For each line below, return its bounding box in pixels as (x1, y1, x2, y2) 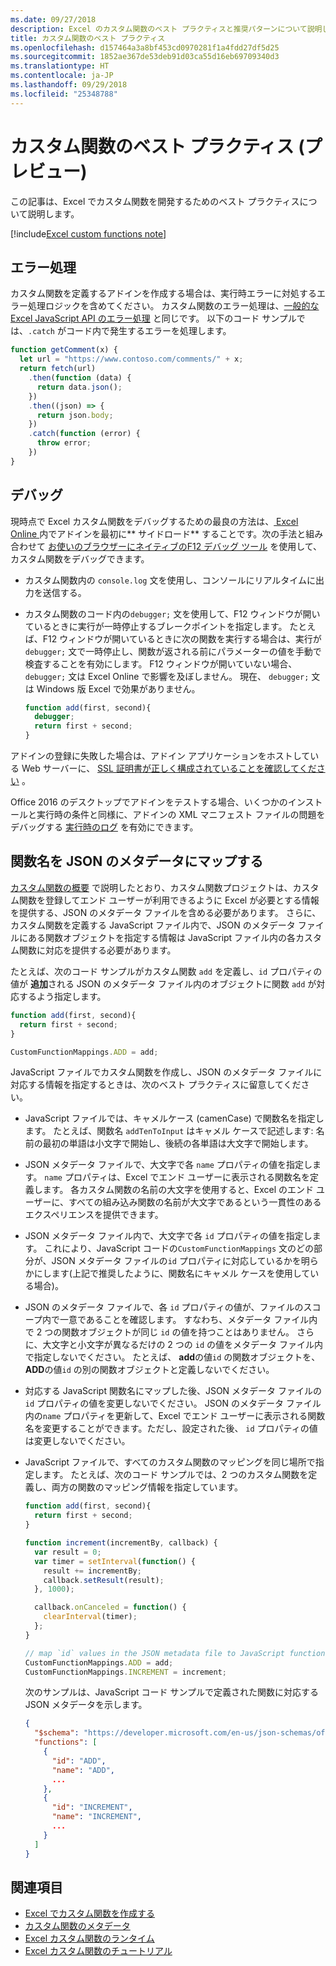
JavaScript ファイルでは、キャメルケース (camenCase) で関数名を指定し (24, 1112, 325, 1125)
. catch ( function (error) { (28, 429, 141, 439)
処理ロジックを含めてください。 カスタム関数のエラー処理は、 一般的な (27, 300, 320, 312)
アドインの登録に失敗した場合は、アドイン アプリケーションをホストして (10, 750, 311, 762)
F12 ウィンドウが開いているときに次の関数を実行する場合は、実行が (42, 632, 322, 645)
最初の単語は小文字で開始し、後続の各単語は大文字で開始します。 (42, 1137, 314, 1150)
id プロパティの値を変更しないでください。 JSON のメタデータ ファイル (24, 1397, 322, 1410)
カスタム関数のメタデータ (24, 1920, 131, 1932)
